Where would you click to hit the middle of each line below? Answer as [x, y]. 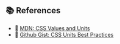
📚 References [33, 11]
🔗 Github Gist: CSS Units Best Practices [64, 34]
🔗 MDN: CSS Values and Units [52, 28]
